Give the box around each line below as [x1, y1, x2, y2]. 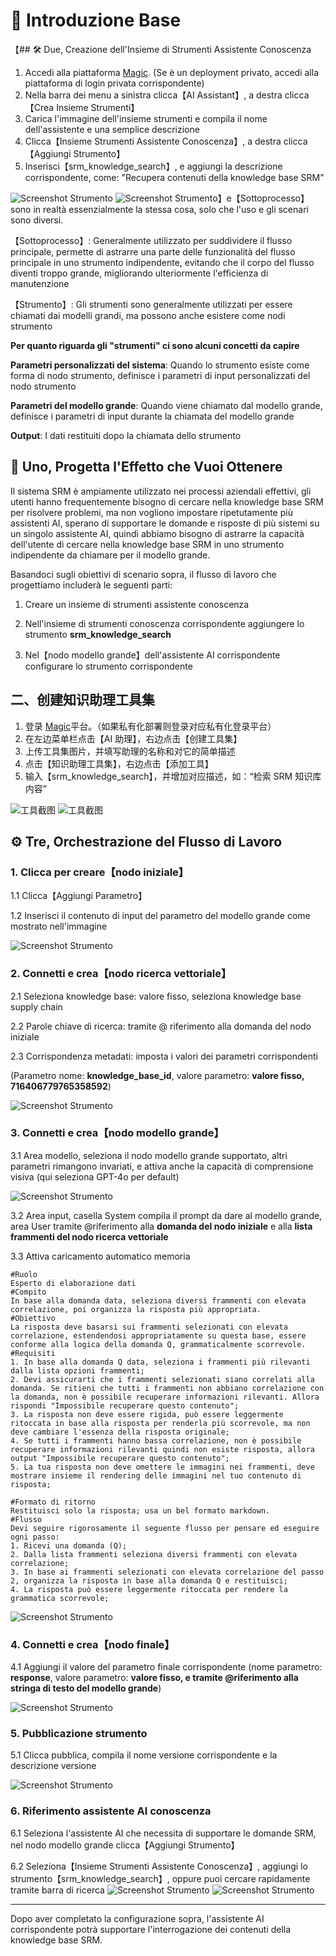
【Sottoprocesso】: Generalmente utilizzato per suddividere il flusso [10, 234, 293, 246]
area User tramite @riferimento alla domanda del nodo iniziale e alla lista [10, 1220, 313, 1232]
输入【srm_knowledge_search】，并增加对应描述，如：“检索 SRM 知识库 [24, 770, 322, 782]
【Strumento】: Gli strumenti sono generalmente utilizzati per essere [10, 298, 293, 310]
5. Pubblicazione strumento [10, 1727, 148, 1741]
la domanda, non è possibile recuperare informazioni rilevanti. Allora [10, 1392, 320, 1402]
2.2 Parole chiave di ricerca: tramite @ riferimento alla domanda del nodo [10, 1020, 312, 1032]
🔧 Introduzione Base [10, 9, 182, 32]
